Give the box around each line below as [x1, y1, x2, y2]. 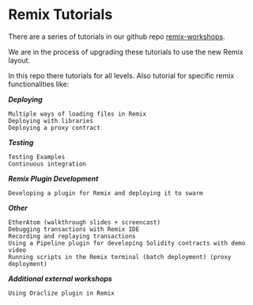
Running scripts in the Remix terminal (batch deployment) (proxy [8, 253, 232, 261]
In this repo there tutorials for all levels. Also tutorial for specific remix [8, 71, 235, 80]
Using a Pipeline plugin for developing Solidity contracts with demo [8, 239, 246, 247]
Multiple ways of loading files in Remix [8, 109, 147, 118]
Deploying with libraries [8, 116, 93, 124]
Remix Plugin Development [8, 173, 99, 183]
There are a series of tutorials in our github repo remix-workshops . [8, 32, 225, 41]
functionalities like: [8, 79, 70, 89]
